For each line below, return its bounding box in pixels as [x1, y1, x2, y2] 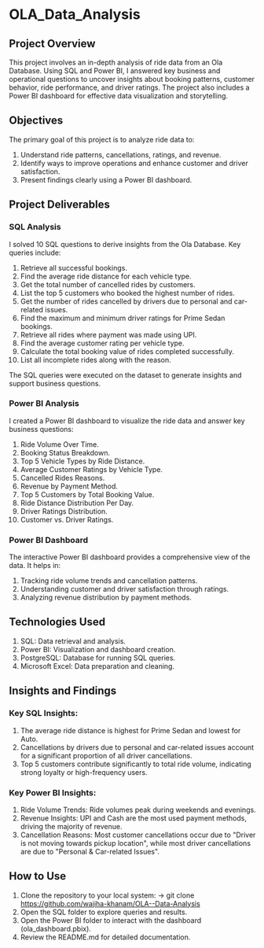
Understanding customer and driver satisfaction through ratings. [20, 585, 229, 594]
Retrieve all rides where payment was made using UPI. [20, 330, 197, 339]
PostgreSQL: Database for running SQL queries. [20, 653, 176, 662]
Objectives [9, 114, 64, 127]
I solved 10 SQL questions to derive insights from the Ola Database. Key [9, 239, 241, 249]
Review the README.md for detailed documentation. [20, 932, 191, 942]
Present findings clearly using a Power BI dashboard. [20, 175, 192, 184]
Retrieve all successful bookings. [20, 263, 128, 272]
